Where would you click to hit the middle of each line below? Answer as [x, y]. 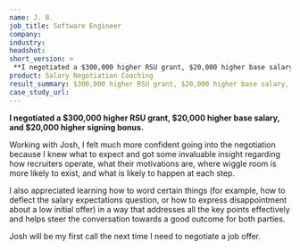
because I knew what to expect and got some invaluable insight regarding [145, 154]
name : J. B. [31, 17]
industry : [28, 42]
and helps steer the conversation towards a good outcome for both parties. [147, 219]
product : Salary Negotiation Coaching [81, 76]
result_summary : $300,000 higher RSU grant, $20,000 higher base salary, [150, 84]
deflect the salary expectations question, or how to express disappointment [148, 200]
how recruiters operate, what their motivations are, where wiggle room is [143, 163]
